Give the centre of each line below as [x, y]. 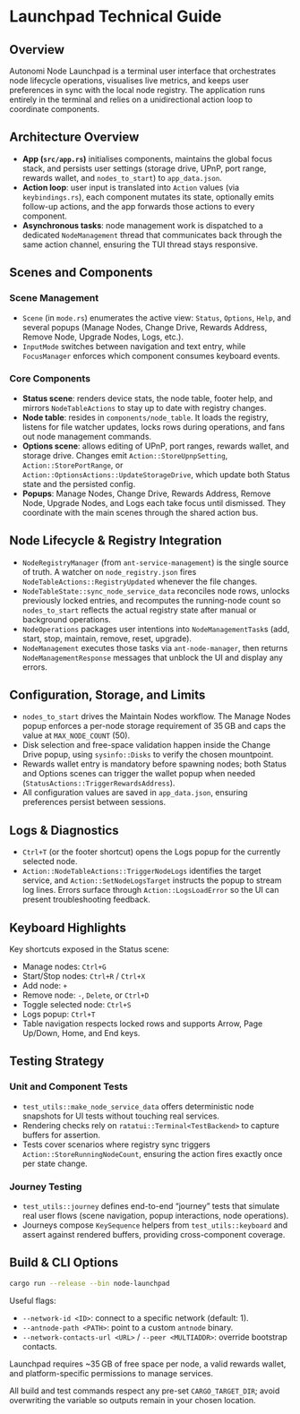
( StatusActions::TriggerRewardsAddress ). [99, 783]
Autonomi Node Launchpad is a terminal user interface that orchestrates [142, 71]
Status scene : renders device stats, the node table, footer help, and [147, 398]
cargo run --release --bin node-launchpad [90, 1283]
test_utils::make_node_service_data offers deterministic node [138, 1106]
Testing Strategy [57, 1062]
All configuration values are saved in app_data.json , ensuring [135, 793]
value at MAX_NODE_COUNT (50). [76, 735]
